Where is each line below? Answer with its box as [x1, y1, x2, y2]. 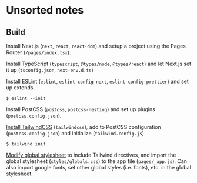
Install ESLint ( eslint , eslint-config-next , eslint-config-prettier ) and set [6, 78, 189, 85]
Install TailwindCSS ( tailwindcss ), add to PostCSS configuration [6, 124, 162, 130]
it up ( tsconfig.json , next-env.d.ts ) [6, 66, 94, 74]
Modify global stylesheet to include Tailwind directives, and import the [6, 151, 176, 158]
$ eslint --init [6, 95, 46, 101]
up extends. [6, 84, 35, 91]
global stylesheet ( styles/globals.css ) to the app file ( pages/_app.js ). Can [6, 158, 187, 165]
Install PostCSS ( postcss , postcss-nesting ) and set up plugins [6, 106, 156, 112]
